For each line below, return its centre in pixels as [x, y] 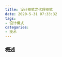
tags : [10, 18]
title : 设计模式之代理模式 [29, 9]
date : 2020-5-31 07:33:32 [31, 14]
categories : [17, 28]
